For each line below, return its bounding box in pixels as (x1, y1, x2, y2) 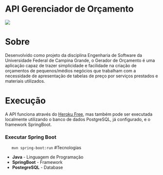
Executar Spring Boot (5, 134, 57, 140)
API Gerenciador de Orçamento (5, 3, 134, 15)
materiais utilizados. (5, 78, 45, 84)
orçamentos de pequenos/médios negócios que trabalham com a (5, 68, 136, 73)
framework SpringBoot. (5, 122, 52, 127)
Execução (5, 95, 46, 106)
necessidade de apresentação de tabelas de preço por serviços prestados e (5, 73, 158, 79)
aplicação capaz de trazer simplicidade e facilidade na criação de (5, 62, 137, 69)
